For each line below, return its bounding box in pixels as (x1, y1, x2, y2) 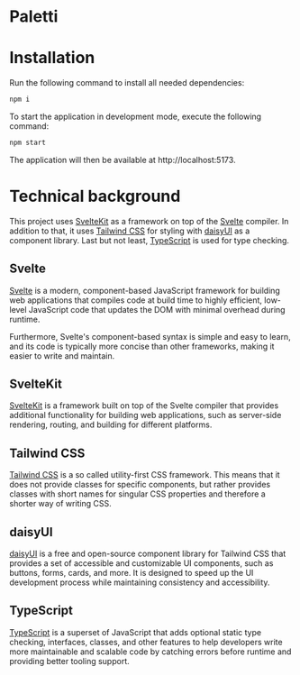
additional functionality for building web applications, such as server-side (9, 410, 282, 421)
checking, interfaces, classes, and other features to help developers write (9, 636, 283, 647)
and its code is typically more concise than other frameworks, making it (9, 341, 275, 351)
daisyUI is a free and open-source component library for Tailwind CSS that (9, 548, 286, 560)
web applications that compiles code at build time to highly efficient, (9, 295, 263, 306)
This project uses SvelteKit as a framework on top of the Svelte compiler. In (9, 215, 289, 226)
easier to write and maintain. (9, 350, 115, 361)
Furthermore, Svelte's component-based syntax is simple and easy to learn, (9, 331, 291, 342)
